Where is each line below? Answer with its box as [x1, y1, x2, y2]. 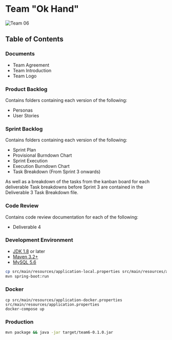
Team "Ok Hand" [5, 3, 79, 15]
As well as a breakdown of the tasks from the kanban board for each [5, 179, 150, 185]
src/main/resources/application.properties [5, 302, 100, 307]
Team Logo [12, 73, 37, 79]
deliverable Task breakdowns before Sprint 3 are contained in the [5, 184, 143, 190]
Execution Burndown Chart [12, 163, 70, 169]
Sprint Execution [12, 158, 48, 164]
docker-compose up [5, 306, 45, 311]
